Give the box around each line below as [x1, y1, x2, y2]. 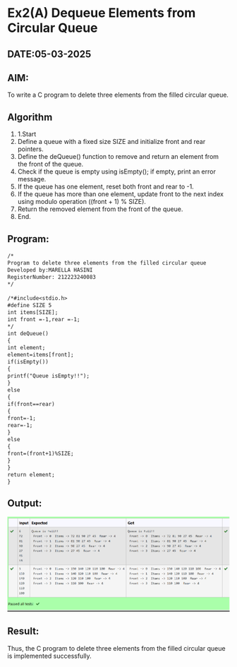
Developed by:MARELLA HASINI [7, 267, 93, 274]
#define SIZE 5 [7, 302, 52, 309]
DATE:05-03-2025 [7, 48, 92, 60]
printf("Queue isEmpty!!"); [7, 373, 90, 380]
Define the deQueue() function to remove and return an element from [17, 152, 219, 161]
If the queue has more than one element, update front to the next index [17, 190, 224, 198]
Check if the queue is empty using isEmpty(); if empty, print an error [17, 167, 217, 176]
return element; [7, 471, 55, 479]
